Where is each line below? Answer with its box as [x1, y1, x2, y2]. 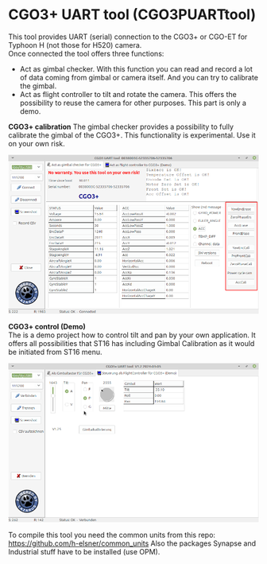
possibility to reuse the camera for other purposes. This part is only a [19, 98, 246, 107]
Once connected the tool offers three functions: [8, 49, 164, 58]
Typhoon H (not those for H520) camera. [8, 40, 142, 49]
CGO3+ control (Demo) [8, 321, 86, 331]
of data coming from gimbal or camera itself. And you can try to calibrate [19, 72, 258, 82]
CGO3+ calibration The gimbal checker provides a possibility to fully [8, 122, 234, 131]
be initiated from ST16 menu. [8, 347, 103, 356]
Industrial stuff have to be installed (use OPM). [8, 546, 161, 556]
